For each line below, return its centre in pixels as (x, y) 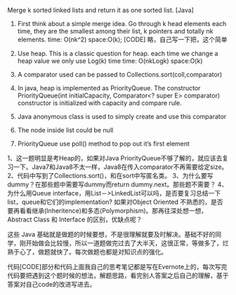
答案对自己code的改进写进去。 (52, 284)
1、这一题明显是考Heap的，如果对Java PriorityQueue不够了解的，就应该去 (115, 158)
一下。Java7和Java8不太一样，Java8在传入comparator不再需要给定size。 (120, 167)
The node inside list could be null (65, 130)
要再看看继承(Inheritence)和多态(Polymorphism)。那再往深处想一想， (107, 211)
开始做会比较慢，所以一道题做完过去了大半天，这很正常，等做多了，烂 (127, 243)
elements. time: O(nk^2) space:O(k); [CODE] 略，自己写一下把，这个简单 (122, 39)
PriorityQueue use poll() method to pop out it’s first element (103, 144)
